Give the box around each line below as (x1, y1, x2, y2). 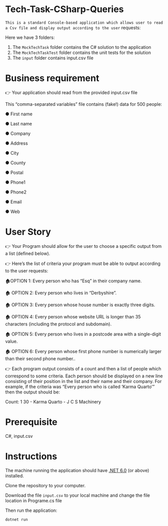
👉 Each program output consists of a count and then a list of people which (5, 365, 161, 371)
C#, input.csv (5, 433, 33, 439)
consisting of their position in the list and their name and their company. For (5, 378, 162, 384)
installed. (5, 473, 24, 479)
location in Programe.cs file (5, 497, 62, 503)
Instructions (5, 450, 57, 462)
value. (5, 338, 18, 344)
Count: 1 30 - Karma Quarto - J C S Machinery (5, 399, 102, 405)
